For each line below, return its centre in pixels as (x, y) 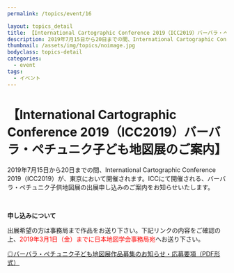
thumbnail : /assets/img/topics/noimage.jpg (71, 46)
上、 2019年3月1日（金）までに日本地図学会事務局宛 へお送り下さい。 (106, 239)
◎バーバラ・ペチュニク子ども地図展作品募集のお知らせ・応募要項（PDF (111, 254)
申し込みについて (32, 216)
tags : (15, 71)
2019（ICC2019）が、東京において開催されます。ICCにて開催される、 (107, 179)
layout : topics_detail (40, 26)
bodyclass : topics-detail (45, 52)
